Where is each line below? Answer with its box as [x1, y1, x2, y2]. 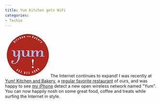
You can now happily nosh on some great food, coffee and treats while [5, 89, 146, 94]
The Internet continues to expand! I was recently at [50, 73, 152, 79]
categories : [5, 13, 29, 18]
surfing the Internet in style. [5, 93, 60, 99]
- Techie [5, 18, 23, 23]
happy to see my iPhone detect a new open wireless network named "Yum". [5, 83, 156, 89]
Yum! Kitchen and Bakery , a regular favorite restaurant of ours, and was [5, 78, 148, 84]
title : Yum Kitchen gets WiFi [5, 8, 66, 13]
